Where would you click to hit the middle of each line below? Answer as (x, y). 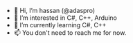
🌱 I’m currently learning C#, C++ (60, 25)
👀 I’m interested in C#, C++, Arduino (65, 18)
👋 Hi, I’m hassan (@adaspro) (54, 11)
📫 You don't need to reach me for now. (70, 33)
